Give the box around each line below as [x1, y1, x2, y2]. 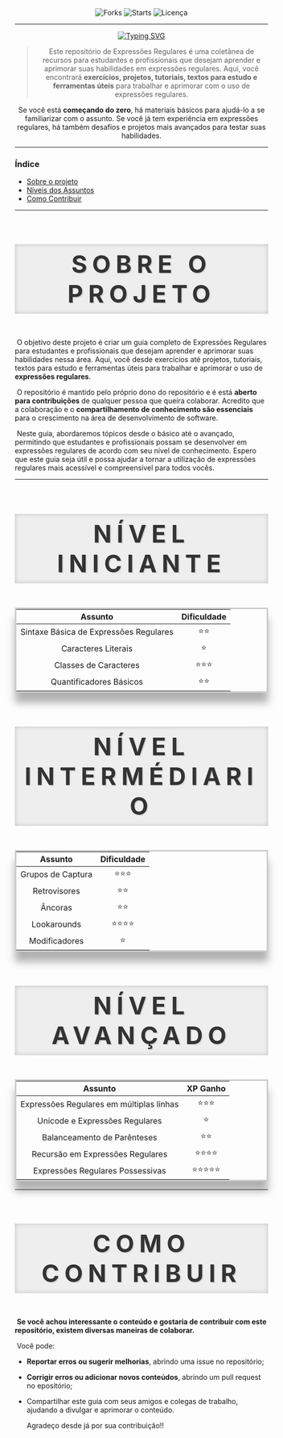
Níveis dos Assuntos [26, 185, 95, 195]
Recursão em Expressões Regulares [31, 1148, 168, 1160]
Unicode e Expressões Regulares [37, 1115, 162, 1126]
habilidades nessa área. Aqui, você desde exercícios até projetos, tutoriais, [14, 355, 263, 365]
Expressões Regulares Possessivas [33, 1165, 166, 1176]
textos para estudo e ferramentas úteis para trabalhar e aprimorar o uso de [14, 363, 264, 373]
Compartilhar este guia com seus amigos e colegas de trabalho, [26, 1397, 239, 1407]
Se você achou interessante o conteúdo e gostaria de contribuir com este [16, 1317, 267, 1327]
